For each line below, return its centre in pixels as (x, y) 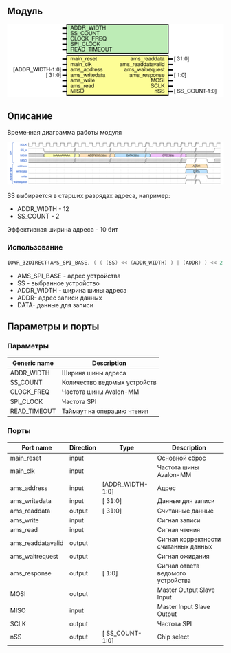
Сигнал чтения (179, 530)
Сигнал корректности (189, 540)
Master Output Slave (186, 590)
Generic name (33, 363)
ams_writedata (31, 501)
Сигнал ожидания (183, 556)
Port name (37, 448)
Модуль (25, 11)
